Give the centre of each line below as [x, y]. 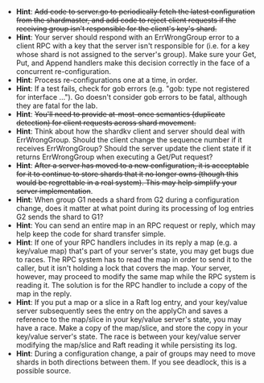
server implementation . [54, 191]
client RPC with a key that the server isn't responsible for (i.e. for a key [133, 46]
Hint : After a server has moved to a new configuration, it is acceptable [132, 165]
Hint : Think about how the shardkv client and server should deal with [130, 131]
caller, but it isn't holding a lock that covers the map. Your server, [124, 268]
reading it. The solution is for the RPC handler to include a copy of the [132, 285]
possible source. [43, 371]
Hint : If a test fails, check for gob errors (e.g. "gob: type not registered [132, 89]
